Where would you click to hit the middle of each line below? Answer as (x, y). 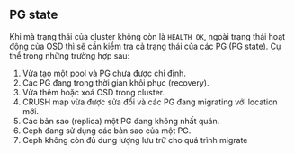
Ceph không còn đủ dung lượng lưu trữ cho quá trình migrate (135, 140)
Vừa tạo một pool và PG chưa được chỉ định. (104, 73)
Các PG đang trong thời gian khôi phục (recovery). (116, 82)
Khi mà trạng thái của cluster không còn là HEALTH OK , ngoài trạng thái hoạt (147, 36)
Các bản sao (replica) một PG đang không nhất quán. (121, 121)
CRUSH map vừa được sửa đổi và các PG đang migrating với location (150, 102)
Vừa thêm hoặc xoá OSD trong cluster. (94, 92)
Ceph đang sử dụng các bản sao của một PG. (107, 131)
